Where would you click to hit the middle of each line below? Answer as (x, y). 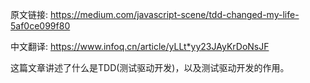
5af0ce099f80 (40, 26)
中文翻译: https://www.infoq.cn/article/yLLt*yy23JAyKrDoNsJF (140, 46)
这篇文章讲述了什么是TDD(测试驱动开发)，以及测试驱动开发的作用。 (150, 67)
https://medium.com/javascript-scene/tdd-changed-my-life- (174, 14)
